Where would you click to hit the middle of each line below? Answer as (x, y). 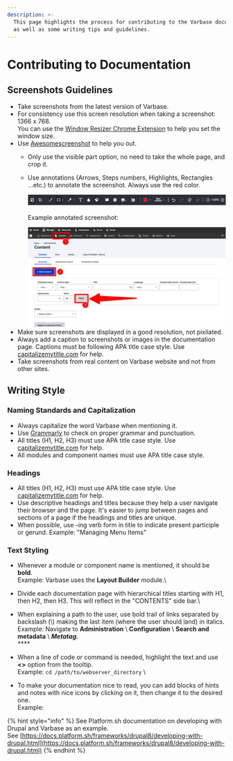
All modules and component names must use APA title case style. (111, 455)
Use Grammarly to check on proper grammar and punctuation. (106, 433)
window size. (36, 136)
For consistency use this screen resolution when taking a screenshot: (116, 114)
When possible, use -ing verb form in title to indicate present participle (118, 525)
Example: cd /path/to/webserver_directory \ (81, 672)
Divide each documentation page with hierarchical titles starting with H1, (120, 594)
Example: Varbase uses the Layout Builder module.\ (92, 580)
